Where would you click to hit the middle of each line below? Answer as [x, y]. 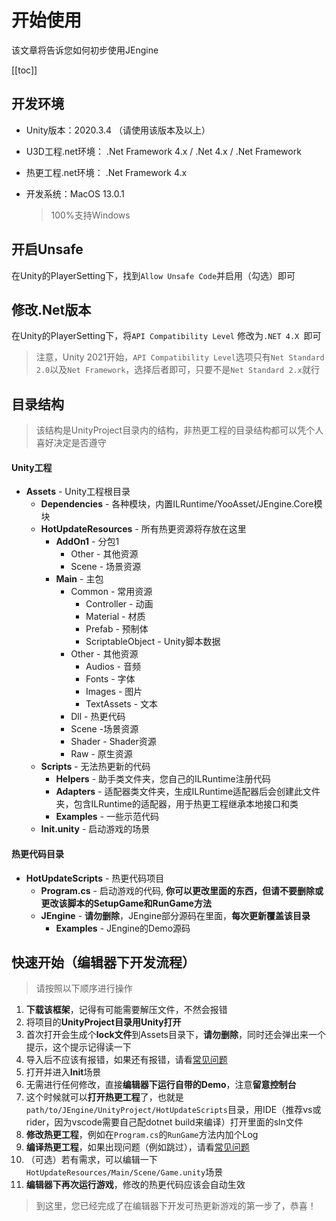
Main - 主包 [79, 579]
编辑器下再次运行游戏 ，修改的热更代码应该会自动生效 [135, 1185]
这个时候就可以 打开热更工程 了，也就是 [104, 1097]
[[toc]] [24, 70]
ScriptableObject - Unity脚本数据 [153, 642]
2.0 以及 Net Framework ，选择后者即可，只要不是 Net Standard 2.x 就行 [177, 370]
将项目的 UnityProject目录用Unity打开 [103, 1022]
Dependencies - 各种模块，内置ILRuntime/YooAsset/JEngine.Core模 [181, 504]
